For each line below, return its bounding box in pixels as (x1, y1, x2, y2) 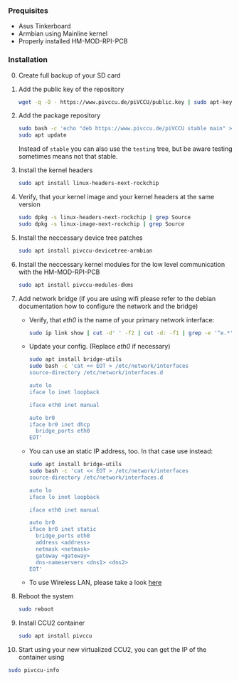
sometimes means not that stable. (18, 152, 118, 161)
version (18, 200, 41, 208)
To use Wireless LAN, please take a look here (28, 579, 162, 587)
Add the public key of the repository (18, 85, 124, 93)
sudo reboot (18, 606, 54, 613)
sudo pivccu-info (8, 667, 60, 674)
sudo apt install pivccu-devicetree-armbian (18, 247, 153, 254)
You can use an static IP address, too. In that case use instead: (28, 447, 213, 455)
